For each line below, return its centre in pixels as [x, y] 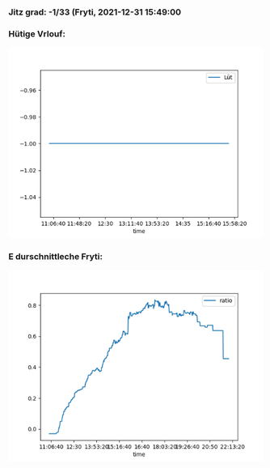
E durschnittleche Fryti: [56, 257]
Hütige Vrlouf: [37, 33]
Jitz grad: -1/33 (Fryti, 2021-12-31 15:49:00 [95, 12]
